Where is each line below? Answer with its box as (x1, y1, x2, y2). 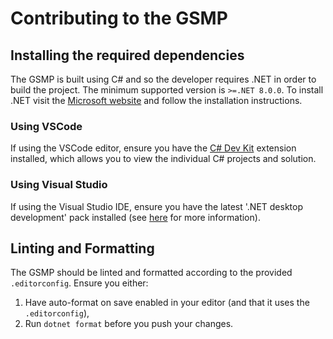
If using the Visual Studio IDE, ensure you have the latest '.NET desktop (10, 200, 304, 212)
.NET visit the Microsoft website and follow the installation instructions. (10, 95, 303, 106)
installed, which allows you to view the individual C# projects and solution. (10, 153, 317, 165)
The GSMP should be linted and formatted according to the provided (10, 267, 293, 279)
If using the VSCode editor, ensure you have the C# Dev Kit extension (10, 142, 297, 154)
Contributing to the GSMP (10, 7, 228, 30)
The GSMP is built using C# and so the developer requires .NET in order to (10, 73, 317, 85)
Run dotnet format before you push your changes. (24, 318, 234, 330)
